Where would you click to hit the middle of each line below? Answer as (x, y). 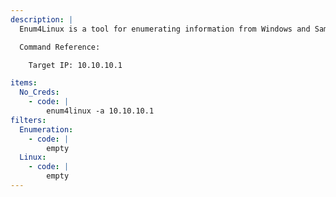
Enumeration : (46, 129)
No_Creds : (39, 92)
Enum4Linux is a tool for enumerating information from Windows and (165, 29)
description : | (42, 19)
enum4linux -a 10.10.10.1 (100, 111)
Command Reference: (60, 47)
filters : (28, 120)
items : (24, 83)
